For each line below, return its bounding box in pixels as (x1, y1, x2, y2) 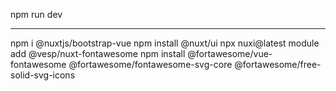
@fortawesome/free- (234, 59, 322, 70)
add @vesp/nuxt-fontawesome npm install (10, 48, 186, 59)
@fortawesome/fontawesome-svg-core (68, 59, 233, 70)
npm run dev (10, 9, 63, 20)
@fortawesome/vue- (187, 48, 273, 59)
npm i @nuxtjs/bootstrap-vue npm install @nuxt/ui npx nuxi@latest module (10, 37, 320, 49)
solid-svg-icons (10, 69, 76, 81)
